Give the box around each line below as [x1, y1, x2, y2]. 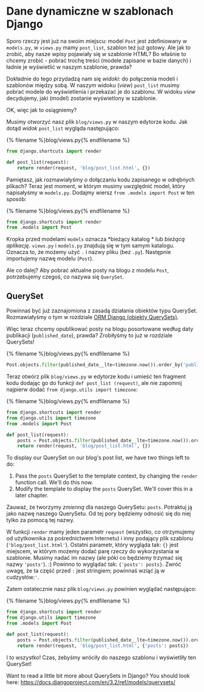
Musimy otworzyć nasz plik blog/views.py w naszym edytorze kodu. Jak [6, 118, 188, 125]
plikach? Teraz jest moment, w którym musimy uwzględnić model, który [6, 182, 186, 189]
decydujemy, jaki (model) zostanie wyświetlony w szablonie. [6, 94, 158, 102]
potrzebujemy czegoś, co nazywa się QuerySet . [6, 273, 124, 281]
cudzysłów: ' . [6, 574, 39, 581]
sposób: [6, 195, 27, 202]
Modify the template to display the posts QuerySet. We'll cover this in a [15, 485, 193, 493]
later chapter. [15, 492, 49, 499]
